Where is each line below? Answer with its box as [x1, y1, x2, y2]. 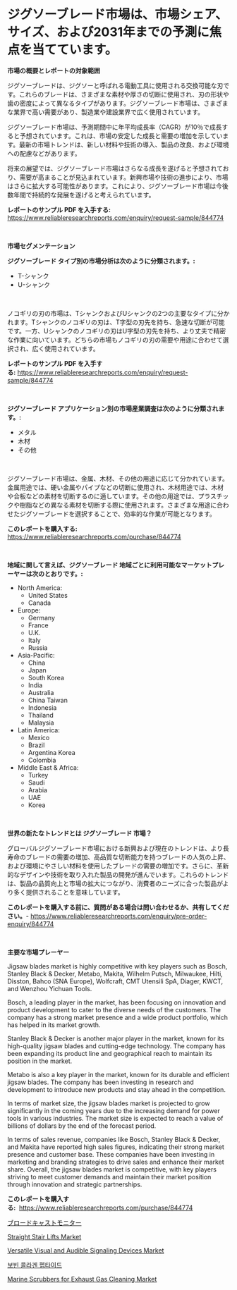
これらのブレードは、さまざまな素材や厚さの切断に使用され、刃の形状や [18, 90, 229, 99]
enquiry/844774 [7, 919, 54, 928]
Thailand [28, 711, 54, 719]
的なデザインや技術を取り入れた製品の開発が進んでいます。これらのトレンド [7, 870, 229, 878]
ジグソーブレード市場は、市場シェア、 [7, 6, 228, 23]
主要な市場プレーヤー [7, 947, 69, 956]
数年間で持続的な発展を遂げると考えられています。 [7, 190, 155, 199]
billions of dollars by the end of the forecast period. [7, 1122, 157, 1130]
